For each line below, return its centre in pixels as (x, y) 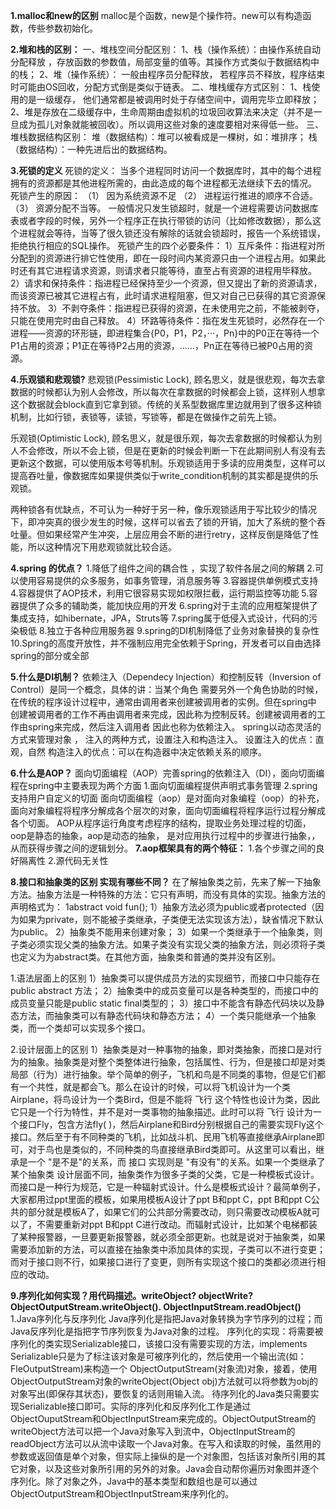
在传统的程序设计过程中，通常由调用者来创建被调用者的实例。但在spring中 (163, 702)
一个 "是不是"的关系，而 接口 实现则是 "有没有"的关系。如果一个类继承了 (176, 1162)
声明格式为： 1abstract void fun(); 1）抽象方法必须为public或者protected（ (163, 907)
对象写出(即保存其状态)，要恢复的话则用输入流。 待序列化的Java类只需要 (160, 1393)
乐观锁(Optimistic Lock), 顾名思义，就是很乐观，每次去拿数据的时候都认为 (162, 438)
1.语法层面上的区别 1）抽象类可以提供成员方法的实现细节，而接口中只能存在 (165, 978)
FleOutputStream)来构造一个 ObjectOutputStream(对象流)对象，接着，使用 (164, 1368)
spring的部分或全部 (50, 655)
